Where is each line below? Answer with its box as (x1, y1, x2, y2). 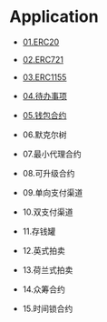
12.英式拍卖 (22, 245, 66, 256)
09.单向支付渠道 (22, 186, 83, 197)
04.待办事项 (22, 90, 68, 101)
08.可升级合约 (22, 167, 75, 178)
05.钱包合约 (22, 109, 67, 120)
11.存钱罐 (22, 226, 56, 236)
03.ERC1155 (22, 71, 67, 83)
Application (9, 6, 99, 27)
